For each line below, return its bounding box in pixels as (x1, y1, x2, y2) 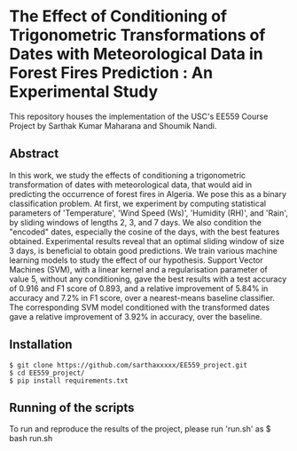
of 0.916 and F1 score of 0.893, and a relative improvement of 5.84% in (9, 282, 269, 294)
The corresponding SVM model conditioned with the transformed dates (9, 302, 270, 313)
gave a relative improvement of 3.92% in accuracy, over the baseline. (9, 311, 263, 321)
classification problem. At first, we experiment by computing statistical (9, 198, 267, 209)
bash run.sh (9, 433, 53, 444)
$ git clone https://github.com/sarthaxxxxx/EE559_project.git (9, 360, 248, 369)
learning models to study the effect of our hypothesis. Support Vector (9, 255, 263, 265)
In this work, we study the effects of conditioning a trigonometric (9, 170, 246, 180)
